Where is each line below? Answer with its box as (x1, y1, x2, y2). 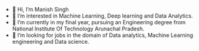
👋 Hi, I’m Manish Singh (12, 6, 69, 13)
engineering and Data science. (12, 38, 90, 45)
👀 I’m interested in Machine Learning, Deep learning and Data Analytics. (12, 12, 194, 19)
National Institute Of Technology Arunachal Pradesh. (12, 25, 145, 32)
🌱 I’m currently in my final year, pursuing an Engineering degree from (12, 19, 186, 25)
